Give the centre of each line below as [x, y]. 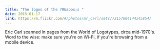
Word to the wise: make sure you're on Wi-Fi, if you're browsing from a [76, 37]
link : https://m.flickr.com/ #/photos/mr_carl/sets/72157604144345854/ [78, 18]
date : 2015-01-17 [23, 14]
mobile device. [20, 42]
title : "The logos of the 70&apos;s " [44, 9]
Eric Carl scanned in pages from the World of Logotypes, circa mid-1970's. [80, 32]
